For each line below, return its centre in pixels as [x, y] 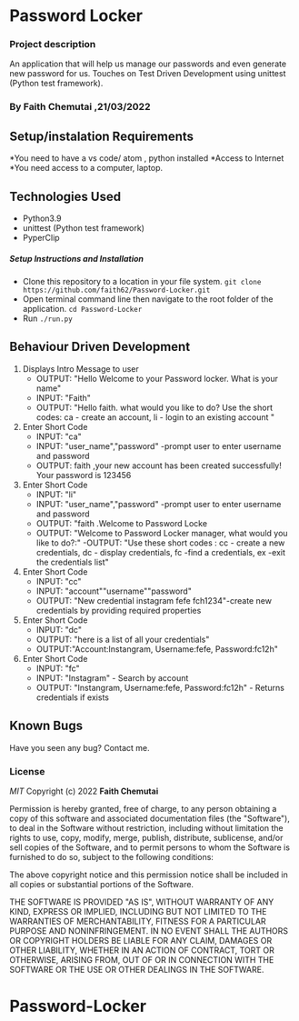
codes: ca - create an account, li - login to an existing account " [155, 417]
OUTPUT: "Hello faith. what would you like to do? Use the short [154, 407]
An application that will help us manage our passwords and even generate [148, 64]
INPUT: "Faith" [63, 397]
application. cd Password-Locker [82, 309]
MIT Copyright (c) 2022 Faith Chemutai [84, 791]
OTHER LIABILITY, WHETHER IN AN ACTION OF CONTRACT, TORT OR [142, 950]
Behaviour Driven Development [100, 347]
